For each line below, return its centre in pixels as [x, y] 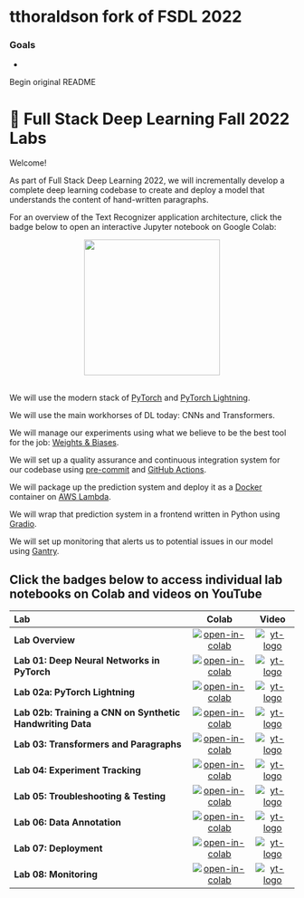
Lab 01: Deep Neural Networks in [87, 661]
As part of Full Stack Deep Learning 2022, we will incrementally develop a [147, 181]
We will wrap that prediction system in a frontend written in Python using [145, 514]
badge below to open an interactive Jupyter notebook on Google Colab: [143, 227]
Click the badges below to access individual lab [146, 580]
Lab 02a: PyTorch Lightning [75, 693]
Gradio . [23, 524]
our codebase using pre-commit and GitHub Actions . [108, 470]
